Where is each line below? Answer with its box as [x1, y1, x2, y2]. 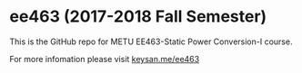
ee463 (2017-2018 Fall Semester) [9, 6, 267, 27]
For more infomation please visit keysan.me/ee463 [9, 53, 200, 64]
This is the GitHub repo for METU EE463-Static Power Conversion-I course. [9, 36, 293, 47]
